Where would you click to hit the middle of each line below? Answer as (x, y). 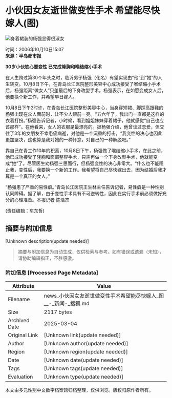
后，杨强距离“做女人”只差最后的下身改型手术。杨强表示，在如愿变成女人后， (86, 90)
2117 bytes (58, 312)
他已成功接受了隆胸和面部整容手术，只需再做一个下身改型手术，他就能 (79, 157)
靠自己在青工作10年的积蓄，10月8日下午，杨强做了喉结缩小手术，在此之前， (85, 150)
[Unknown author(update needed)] (86, 344)
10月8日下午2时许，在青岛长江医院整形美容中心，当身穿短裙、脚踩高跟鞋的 (84, 108)
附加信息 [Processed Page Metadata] (52, 273)
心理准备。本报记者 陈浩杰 (42, 200)
